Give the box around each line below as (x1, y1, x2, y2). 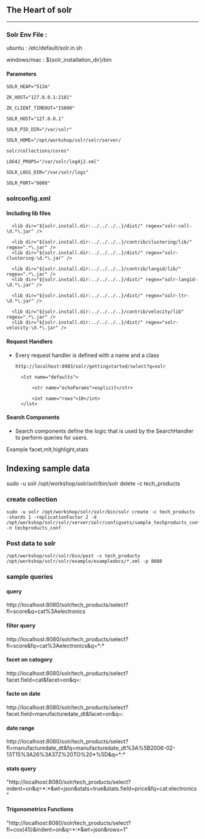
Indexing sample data (6, 464, 90, 474)
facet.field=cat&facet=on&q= (6, 676, 80, 683)
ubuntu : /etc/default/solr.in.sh (6, 44, 82, 51)
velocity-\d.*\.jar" (6, 325, 59, 331)
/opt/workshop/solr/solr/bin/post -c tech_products (6, 553, 140, 559)
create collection (6, 495, 58, 503)
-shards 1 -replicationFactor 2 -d (6, 514, 97, 520)
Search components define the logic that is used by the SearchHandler (15, 427, 194, 434)
